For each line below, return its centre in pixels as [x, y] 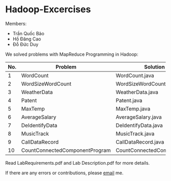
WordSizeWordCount [46, 84]
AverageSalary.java [139, 117]
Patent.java [129, 100]
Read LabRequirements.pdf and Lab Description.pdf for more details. [78, 163]
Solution [155, 66]
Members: [16, 24]
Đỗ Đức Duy [25, 44]
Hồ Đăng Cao [27, 39]
